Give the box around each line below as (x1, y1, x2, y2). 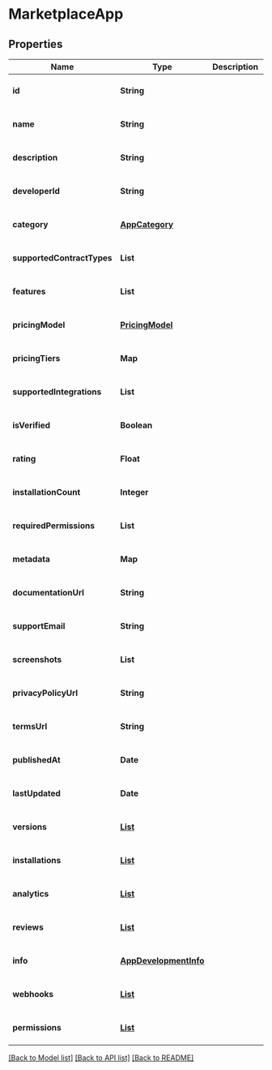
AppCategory (120, 219, 174, 230)
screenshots (12, 654, 62, 665)
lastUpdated (12, 788, 61, 799)
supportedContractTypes (12, 252, 113, 264)
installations (12, 855, 62, 866)
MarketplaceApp (8, 5, 124, 24)
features (12, 286, 46, 297)
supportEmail (12, 621, 66, 631)
